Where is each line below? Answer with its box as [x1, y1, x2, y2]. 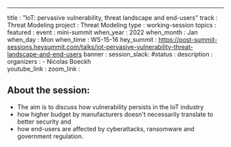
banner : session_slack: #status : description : [83, 50, 213, 58]
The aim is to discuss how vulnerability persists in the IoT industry [16, 102, 204, 111]
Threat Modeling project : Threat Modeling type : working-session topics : [7, 21, 217, 29]
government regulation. [16, 132, 84, 140]
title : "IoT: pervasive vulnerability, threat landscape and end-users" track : [7, 14, 218, 21]
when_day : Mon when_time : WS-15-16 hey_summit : [7, 36, 157, 43]
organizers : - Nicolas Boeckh [7, 58, 91, 65]
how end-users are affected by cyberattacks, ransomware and [16, 124, 195, 133]
